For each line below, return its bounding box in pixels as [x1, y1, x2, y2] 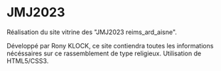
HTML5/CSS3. [6, 56, 49, 65]
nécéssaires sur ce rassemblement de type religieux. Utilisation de [6, 49, 202, 58]
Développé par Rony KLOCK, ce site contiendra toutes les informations [6, 41, 214, 50]
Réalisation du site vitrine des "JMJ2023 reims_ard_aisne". [6, 28, 177, 36]
